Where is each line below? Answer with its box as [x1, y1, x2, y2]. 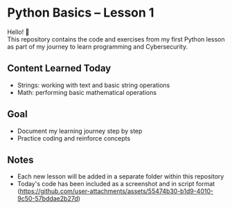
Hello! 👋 [7, 28, 30, 36]
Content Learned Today [7, 62, 111, 74]
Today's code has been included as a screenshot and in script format [17, 180, 215, 188]
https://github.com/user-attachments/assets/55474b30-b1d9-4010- [19, 187, 213, 195]
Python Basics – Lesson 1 [7, 5, 154, 21]
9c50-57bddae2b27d [17, 194, 78, 203]
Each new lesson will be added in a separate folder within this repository [17, 172, 224, 181]
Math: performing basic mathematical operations [17, 88, 157, 96]
